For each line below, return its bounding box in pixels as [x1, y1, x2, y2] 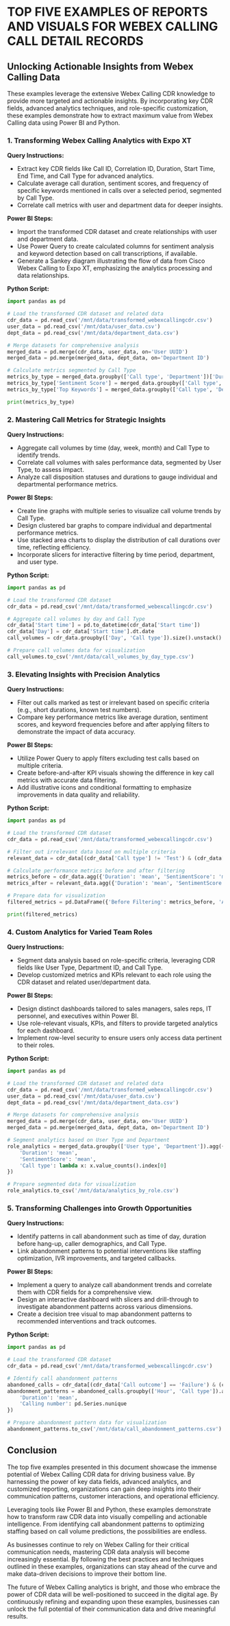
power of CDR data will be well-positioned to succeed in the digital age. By [7, 1590, 218, 1599]
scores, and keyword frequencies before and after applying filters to [16, 720, 210, 729]
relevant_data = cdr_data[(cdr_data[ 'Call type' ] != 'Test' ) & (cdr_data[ [7, 855, 225, 862]
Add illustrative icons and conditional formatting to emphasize [16, 783, 192, 792]
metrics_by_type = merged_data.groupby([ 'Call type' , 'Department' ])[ [7, 373, 213, 381]
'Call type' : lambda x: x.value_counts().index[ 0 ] [19, 1162, 167, 1169]
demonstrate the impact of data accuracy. [16, 728, 136, 736]
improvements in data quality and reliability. [16, 790, 140, 799]
